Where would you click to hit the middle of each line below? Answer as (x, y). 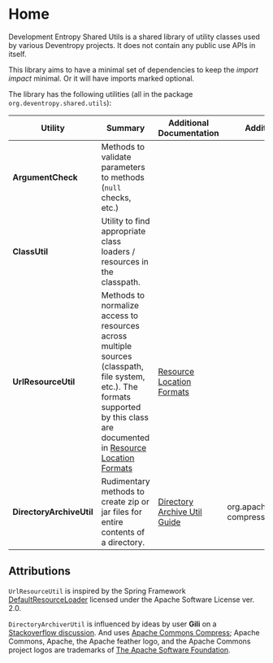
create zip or (126, 501)
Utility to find (126, 220)
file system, (123, 377)
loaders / (118, 251)
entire (112, 521)
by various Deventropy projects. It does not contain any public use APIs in (132, 45)
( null (111, 187)
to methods (123, 177)
